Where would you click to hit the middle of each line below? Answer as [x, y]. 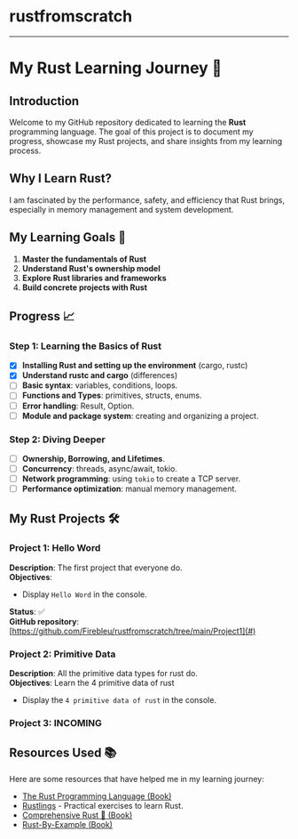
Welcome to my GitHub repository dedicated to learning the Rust [128, 122]
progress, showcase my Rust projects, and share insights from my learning [146, 141]
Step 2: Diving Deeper [58, 440]
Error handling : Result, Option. [78, 406]
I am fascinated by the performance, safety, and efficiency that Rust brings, [147, 200]
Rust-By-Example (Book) [67, 824]
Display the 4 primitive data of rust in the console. [119, 700]
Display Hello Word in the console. [85, 594]
